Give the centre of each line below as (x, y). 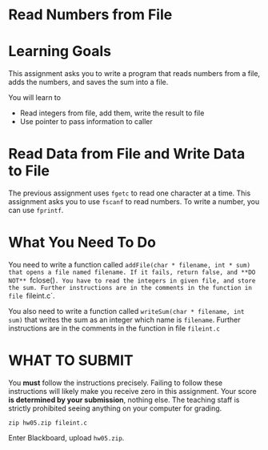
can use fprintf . (36, 211)
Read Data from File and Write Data (127, 154)
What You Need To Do (82, 243)
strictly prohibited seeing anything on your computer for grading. (115, 408)
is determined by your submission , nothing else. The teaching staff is (124, 400)
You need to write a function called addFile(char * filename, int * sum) (129, 265)
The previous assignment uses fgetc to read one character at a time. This (130, 193)
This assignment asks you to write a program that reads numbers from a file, (134, 74)
